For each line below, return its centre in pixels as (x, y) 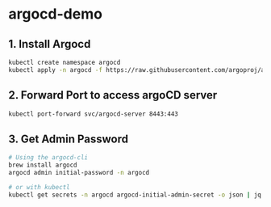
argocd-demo (56, 14)
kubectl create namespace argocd (65, 62)
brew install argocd (43, 165)
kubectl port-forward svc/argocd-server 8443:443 (94, 114)
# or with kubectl (39, 187)
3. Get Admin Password (69, 139)
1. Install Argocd (50, 44)
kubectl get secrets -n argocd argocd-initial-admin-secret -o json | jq (135, 195)
